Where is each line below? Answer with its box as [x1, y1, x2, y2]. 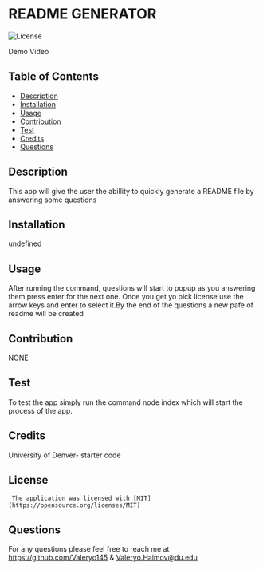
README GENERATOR [8, 5, 157, 23]
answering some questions [8, 195, 97, 204]
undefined [8, 239, 42, 248]
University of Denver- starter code [8, 450, 121, 460]
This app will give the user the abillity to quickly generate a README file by [8, 186, 254, 196]
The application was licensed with [11, 494, 130, 503]
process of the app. [8, 406, 73, 415]
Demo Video [8, 46, 49, 56]
